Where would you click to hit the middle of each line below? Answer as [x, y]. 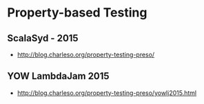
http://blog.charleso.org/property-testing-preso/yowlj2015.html [107, 93]
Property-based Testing [77, 13]
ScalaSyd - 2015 [43, 38]
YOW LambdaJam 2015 [58, 76]
